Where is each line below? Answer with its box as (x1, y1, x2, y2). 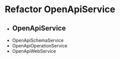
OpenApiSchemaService (12, 37, 64, 43)
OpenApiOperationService (12, 43, 68, 49)
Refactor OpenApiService (5, 4, 115, 15)
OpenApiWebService (12, 48, 56, 54)
